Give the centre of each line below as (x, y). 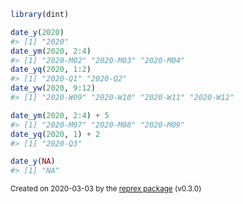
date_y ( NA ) (33, 161)
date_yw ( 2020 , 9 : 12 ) (53, 88)
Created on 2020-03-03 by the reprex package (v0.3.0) (106, 189)
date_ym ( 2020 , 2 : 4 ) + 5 (60, 115)
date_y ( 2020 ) (37, 32)
